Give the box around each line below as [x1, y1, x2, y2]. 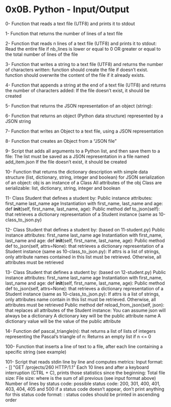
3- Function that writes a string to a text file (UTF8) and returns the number [5, 61, 163, 67]
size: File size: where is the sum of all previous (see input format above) [5, 375, 156, 381]
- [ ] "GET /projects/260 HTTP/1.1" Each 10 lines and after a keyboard [5, 364, 149, 370]
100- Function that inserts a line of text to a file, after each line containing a [5, 343, 163, 349]
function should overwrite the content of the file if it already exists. [5, 72, 145, 78]
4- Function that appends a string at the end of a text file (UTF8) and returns [5, 82, 166, 88]
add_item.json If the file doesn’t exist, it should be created [5, 159, 127, 165]
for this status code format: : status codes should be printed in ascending [5, 391, 160, 397]
